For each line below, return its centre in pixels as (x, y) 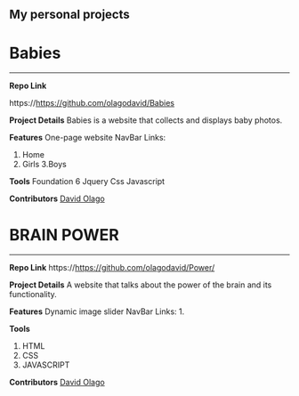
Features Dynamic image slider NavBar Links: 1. (97, 311)
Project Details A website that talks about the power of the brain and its (141, 285)
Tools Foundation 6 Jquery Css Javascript (87, 182)
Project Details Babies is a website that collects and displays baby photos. (146, 120)
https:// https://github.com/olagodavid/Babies (92, 103)
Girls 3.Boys (44, 165)
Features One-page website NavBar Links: (88, 138)
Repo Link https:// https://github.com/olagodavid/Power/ (112, 268)
